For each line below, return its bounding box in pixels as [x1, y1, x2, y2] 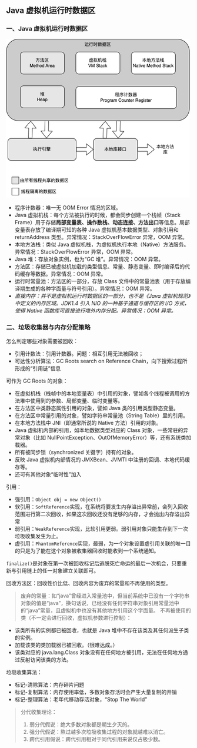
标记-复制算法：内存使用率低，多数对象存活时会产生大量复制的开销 [14, 688, 178, 696]
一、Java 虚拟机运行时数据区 [6, 25, 88, 33]
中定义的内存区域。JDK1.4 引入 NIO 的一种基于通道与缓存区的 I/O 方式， [14, 300, 190, 307]
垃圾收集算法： [6, 669, 42, 676]
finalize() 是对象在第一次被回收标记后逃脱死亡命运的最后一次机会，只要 [6, 560, 182, 567]
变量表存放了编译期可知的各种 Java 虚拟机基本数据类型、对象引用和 [14, 226, 179, 233]
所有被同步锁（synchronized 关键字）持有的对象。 [14, 448, 137, 456]
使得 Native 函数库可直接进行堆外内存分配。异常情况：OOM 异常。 [14, 307, 176, 314]
